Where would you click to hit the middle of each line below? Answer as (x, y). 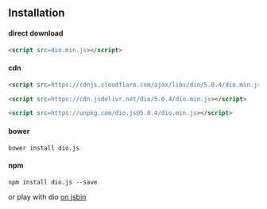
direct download (36, 33)
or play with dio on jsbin (47, 196)
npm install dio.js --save (53, 182)
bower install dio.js (44, 148)
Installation (37, 13)
